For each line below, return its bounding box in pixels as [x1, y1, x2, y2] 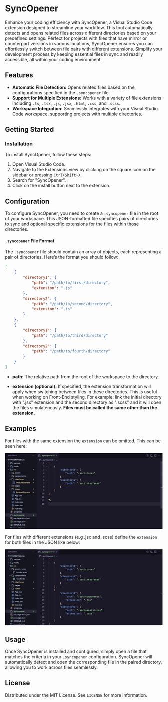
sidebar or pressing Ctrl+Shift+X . [12, 172, 82, 178]
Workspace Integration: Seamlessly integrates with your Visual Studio [12, 105, 158, 111]
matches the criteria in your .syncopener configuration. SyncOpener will [5, 653, 152, 660]
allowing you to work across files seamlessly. [5, 664, 98, 670]
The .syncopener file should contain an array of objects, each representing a [5, 249, 162, 255]
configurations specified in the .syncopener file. [12, 89, 110, 95]
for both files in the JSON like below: [5, 539, 81, 545]
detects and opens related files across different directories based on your [5, 30, 157, 36]
